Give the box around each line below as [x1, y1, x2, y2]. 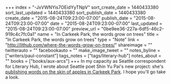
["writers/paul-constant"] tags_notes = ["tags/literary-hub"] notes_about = [5, 53, 162, 59]
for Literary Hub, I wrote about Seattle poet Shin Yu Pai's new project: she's [5, 63, 164, 69]
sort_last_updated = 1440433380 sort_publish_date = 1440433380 [5, 10, 146, 16]
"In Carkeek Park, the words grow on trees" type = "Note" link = [5, 36, 140, 43]
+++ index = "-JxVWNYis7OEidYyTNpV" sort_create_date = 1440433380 [5, 5, 159, 10]
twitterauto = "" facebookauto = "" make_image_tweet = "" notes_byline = [5, 48, 160, 53]
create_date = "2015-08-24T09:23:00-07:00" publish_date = [5, 15, 133, 21]
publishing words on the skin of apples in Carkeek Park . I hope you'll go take [5, 69, 166, 75]
